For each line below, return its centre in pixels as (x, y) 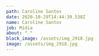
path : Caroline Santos (34, 11)
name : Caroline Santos (34, 22)
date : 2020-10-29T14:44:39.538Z (46, 17)
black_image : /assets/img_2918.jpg (50, 38)
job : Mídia (19, 28)
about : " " (19, 33)
